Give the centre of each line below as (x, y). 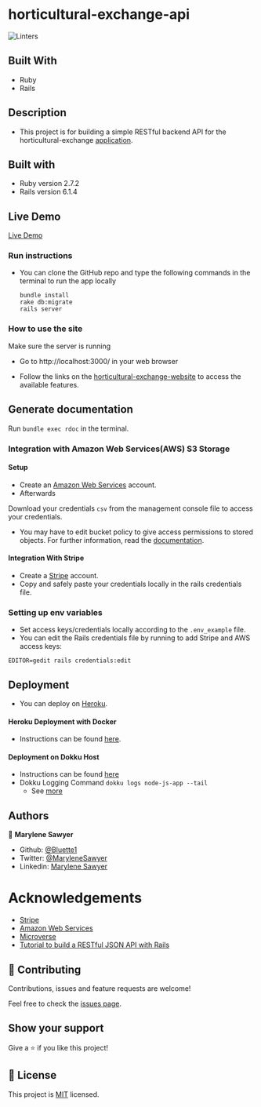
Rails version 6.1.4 (48, 192)
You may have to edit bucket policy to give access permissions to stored (136, 532)
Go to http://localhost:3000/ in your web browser (99, 361)
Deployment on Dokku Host (54, 757)
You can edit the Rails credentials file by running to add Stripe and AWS (135, 638)
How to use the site (45, 329)
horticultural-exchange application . (76, 140)
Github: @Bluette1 (48, 850)
